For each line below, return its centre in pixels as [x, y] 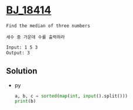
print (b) [25, 101]
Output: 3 [18, 53]
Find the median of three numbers [48, 26]
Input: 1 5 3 [22, 47]
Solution [22, 71]
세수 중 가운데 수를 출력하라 [35, 37]
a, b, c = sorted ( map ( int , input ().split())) [71, 96]
